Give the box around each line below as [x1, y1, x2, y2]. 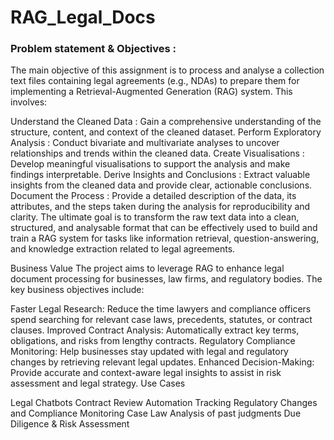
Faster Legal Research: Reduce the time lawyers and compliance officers [10, 303, 312, 315]
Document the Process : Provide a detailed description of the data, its [10, 190, 297, 202]
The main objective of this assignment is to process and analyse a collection [10, 64, 325, 76]
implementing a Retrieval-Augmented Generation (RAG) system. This [10, 86, 293, 98]
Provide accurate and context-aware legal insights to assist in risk [10, 367, 282, 379]
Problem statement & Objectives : [10, 42, 177, 56]
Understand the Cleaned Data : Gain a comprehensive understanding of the [10, 116, 322, 128]
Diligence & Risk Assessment [10, 418, 130, 430]
